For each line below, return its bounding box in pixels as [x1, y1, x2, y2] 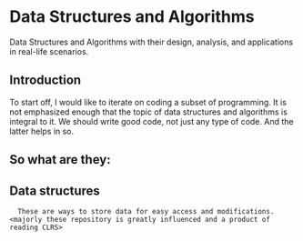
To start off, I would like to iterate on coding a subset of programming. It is [9, 96, 287, 107]
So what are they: [9, 152, 111, 167]
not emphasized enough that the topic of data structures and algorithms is [9, 106, 288, 117]
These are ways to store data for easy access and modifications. [17, 206, 275, 216]
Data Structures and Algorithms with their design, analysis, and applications [9, 36, 294, 47]
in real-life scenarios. [9, 45, 89, 56]
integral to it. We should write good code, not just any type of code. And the [9, 115, 294, 126]
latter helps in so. [9, 126, 75, 136]
